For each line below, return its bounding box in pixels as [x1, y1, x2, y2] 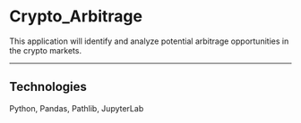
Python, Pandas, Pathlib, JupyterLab [9, 102, 144, 113]
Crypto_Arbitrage [9, 6, 143, 27]
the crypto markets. [9, 45, 82, 55]
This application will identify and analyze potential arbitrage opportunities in [9, 36, 289, 46]
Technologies [9, 79, 88, 94]
